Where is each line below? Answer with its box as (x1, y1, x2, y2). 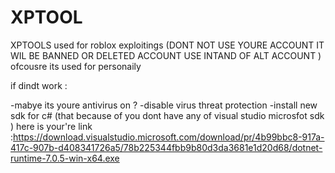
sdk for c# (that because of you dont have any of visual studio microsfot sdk (10, 109, 325, 121)
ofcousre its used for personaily (10, 60, 142, 72)
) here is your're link (10, 120, 93, 132)
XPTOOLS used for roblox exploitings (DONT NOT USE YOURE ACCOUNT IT (10, 39, 325, 51)
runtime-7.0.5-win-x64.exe (10, 152, 120, 164)
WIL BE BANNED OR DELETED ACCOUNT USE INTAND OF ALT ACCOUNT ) (10, 49, 322, 61)
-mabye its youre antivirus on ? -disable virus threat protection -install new (10, 99, 318, 111)
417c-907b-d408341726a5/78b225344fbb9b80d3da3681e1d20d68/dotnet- (10, 141, 323, 153)
